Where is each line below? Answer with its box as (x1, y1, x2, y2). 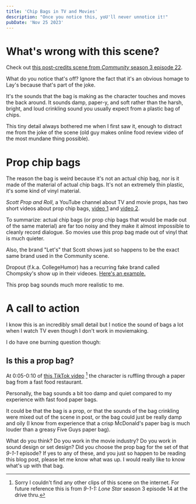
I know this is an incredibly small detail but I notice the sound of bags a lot (6, 321, 184, 328)
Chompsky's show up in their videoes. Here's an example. (6, 270, 146, 277)
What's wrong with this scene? (6, 44, 160, 58)
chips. (6, 112, 21, 119)
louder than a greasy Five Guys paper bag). (6, 426, 111, 433)
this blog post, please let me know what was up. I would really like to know (6, 455, 185, 462)
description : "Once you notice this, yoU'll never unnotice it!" (6, 14, 168, 20)
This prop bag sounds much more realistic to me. (6, 281, 124, 288)
